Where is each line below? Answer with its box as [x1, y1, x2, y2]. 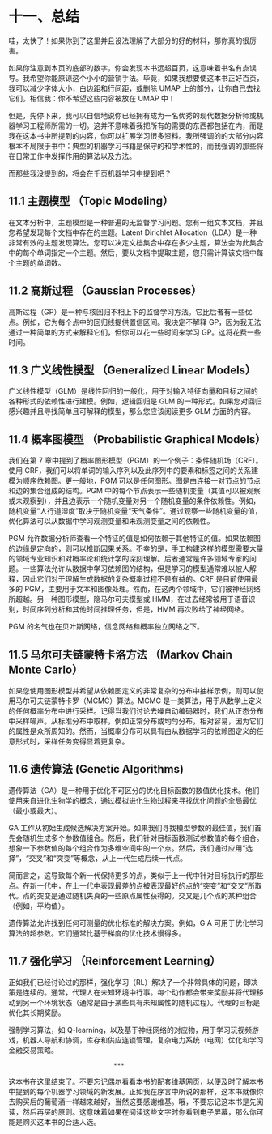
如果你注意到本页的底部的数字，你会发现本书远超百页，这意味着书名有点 [8, 62, 249, 73]
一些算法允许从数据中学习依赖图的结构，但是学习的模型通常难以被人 [22, 564, 249, 573]
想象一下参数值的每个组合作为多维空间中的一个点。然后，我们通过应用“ [8, 843, 246, 853]
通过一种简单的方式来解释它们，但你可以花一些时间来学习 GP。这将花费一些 [8, 327, 261, 337]
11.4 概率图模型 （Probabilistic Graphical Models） [8, 433, 266, 446]
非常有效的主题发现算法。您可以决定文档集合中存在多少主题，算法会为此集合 [8, 237, 264, 247]
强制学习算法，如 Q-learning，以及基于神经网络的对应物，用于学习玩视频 [8, 1025, 253, 1034]
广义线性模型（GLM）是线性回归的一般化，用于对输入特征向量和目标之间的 [8, 386, 259, 396]
